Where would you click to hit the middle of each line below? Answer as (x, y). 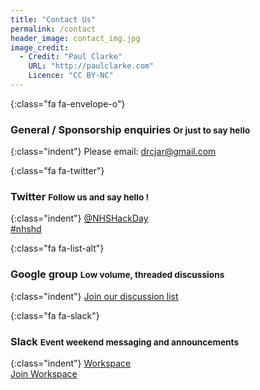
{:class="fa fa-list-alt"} (57, 248)
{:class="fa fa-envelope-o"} (68, 103)
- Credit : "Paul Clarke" (71, 57)
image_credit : (40, 47)
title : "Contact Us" (53, 19)
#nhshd (26, 229)
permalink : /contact (53, 29)
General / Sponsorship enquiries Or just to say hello (130, 129)
